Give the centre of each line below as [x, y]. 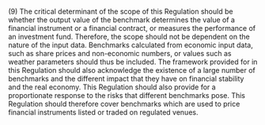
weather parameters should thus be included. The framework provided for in [133, 62]
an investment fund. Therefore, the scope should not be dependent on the [129, 36]
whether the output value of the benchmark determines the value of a [122, 20]
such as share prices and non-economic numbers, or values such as [120, 53]
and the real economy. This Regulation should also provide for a [112, 87]
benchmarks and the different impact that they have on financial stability [126, 79]
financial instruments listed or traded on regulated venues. [103, 112]
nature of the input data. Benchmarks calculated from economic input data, [131, 45]
